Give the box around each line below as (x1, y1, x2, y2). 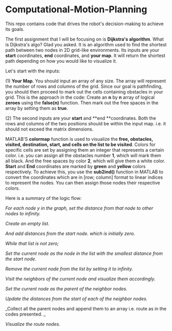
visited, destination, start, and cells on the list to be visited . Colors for (5, 141, 156, 148)
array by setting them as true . (5, 105, 68, 111)
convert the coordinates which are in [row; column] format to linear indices (5, 174, 163, 180)
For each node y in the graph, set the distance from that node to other (5, 205, 154, 211)
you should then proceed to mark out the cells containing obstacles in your (5, 88, 163, 95)
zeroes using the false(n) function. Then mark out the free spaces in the (5, 99, 159, 106)
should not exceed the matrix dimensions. (5, 126, 94, 132)
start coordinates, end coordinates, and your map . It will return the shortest (5, 52, 165, 59)
